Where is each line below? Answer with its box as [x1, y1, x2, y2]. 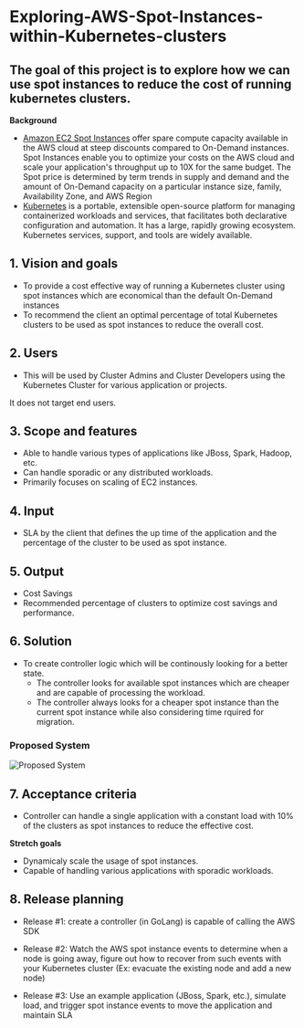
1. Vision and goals [9, 256, 119, 271]
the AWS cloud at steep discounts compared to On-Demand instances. [22, 142, 289, 152]
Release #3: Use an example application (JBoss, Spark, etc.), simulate [22, 990, 287, 1001]
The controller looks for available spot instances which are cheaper [36, 677, 290, 688]
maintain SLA [22, 1009, 73, 1020]
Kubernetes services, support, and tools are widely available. [22, 230, 253, 240]
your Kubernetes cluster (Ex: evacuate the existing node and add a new [22, 962, 292, 973]
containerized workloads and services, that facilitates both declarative [22, 210, 288, 221]
